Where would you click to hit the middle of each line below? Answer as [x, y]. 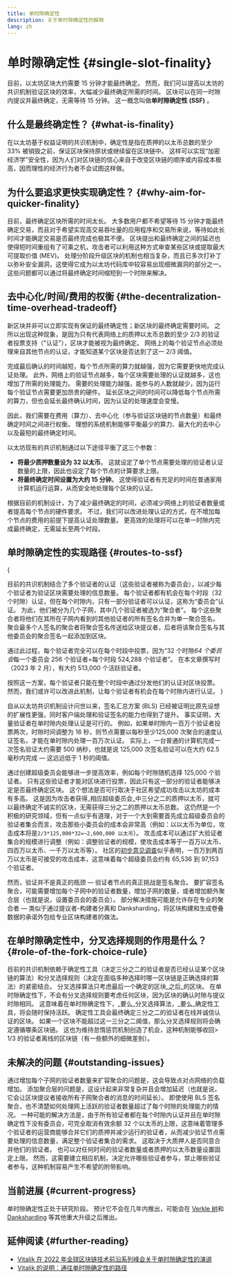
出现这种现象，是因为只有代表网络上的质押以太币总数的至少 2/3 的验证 [119, 334]
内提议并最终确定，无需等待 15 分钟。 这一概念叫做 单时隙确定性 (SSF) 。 [110, 100]
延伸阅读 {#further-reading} [68, 1241]
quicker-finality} [43, 204]
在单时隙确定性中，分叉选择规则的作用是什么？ [107, 940]
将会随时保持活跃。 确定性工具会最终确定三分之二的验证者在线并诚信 [117, 1012]
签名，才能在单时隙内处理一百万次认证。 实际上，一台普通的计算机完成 [114, 740]
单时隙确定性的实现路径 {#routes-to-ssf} [95, 553]
